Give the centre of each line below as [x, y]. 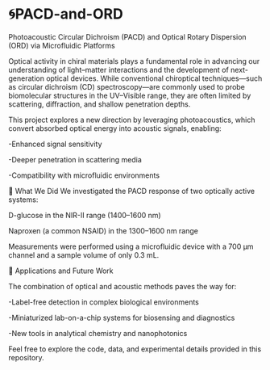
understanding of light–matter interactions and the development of [119, 69]
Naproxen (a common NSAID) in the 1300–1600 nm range [104, 230]
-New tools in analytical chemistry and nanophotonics [98, 333]
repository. [26, 357]
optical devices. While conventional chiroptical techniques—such [154, 78]
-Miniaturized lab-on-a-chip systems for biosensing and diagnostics [122, 317]
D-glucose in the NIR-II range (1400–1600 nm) [85, 215]
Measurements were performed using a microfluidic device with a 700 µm [131, 246]
